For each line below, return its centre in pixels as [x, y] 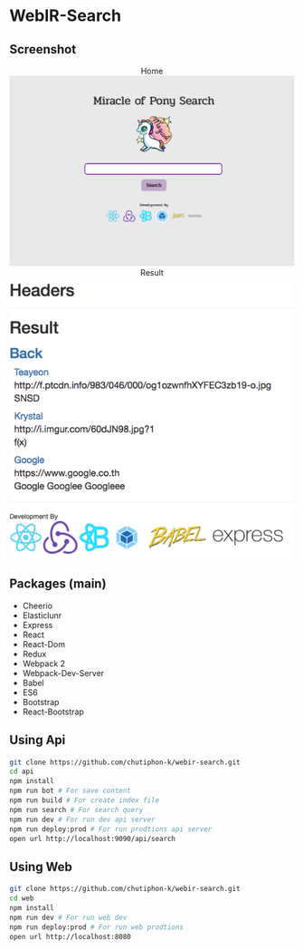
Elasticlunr [42, 615]
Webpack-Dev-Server [63, 673]
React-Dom [44, 644]
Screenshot [43, 49]
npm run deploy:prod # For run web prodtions [96, 927]
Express [38, 625]
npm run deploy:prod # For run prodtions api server [111, 829]
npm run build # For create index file [85, 800]
